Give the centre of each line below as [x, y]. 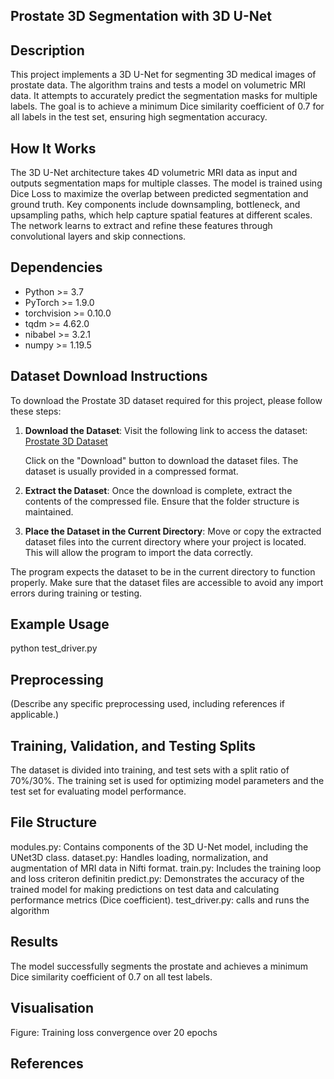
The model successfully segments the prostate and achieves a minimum [159, 966]
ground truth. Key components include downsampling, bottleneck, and [155, 205]
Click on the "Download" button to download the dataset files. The [161, 460]
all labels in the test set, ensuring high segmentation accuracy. [139, 117]
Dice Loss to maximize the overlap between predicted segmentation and [159, 194]
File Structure [53, 822]
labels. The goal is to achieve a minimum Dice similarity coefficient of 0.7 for [167, 106]
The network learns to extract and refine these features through [141, 226]
